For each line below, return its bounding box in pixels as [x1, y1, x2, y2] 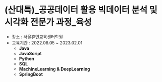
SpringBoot [19, 71, 43, 77]
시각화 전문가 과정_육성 [4, 17, 92, 28]
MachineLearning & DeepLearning [19, 66, 91, 72]
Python [19, 56, 35, 61]
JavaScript [19, 50, 42, 56]
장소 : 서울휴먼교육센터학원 [11, 34, 63, 40]
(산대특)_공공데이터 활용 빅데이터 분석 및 [4, 4, 158, 16]
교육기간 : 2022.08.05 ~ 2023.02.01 [11, 40, 83, 45]
